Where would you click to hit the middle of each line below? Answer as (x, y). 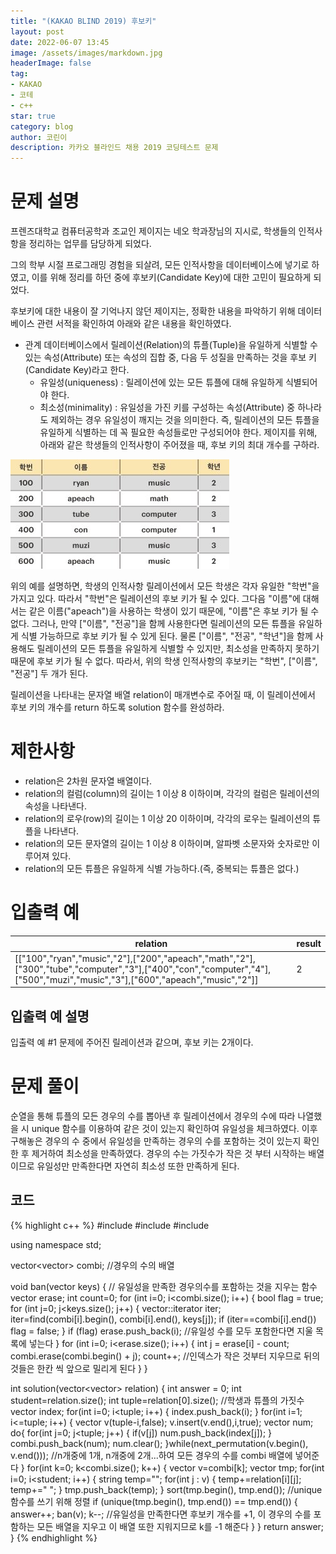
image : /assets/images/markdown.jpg (86, 53)
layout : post (37, 31)
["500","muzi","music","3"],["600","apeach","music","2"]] (136, 979)
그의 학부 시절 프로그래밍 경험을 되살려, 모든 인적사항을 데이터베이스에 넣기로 (160, 265)
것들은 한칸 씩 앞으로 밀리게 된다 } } (79, 1368)
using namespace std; (56, 1244)
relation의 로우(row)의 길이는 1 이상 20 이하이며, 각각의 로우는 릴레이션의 (167, 818)
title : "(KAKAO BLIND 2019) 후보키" (83, 21)
